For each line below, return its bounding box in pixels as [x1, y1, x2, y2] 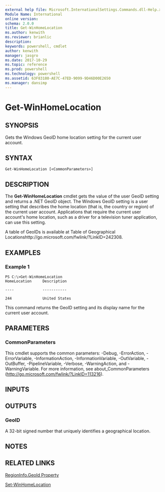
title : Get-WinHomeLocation [5, 26, 63, 31]
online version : [5, 16, 38, 21]
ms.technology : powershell [5, 71, 60, 76]
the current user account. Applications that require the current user [5, 209, 141, 215]
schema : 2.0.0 [5, 21, 34, 26]
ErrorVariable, [5, 355, 33, 361]
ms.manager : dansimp [5, 80, 48, 85]
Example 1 [5, 263, 30, 270]
